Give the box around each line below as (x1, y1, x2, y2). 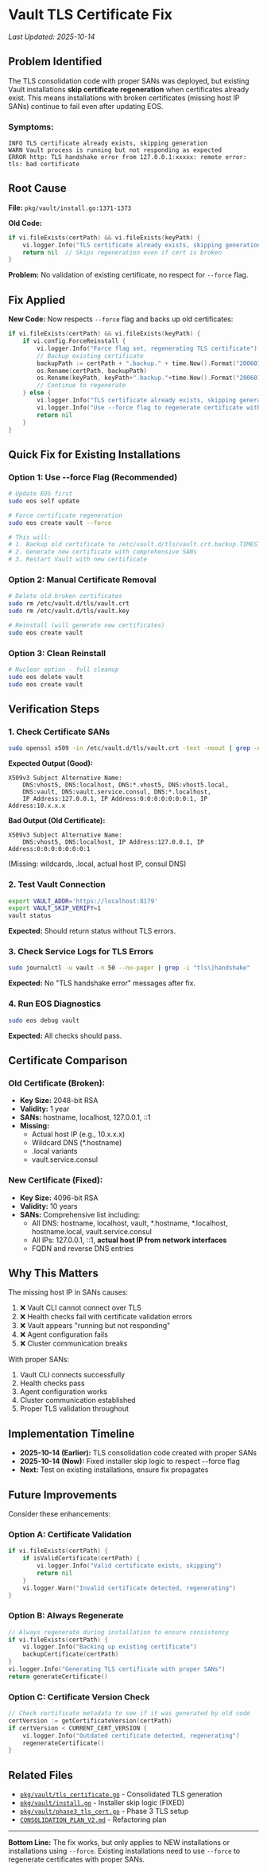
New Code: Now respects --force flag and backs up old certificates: (8, 314, 234, 324)
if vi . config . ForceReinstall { (22, 337, 126, 345)
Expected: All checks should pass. (8, 1031, 122, 1040)
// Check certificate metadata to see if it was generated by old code (8, 1710, 250, 1718)
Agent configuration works (19, 1387, 107, 1396)
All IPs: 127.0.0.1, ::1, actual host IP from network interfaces (31, 1235, 227, 1245)
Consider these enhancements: (8, 1509, 111, 1518)
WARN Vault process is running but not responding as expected (8, 146, 222, 154)
